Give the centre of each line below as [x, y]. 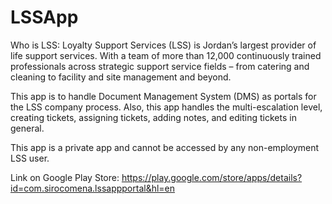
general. [27, 128]
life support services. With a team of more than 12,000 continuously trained [166, 55]
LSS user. [30, 158]
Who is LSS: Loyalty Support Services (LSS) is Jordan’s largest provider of [163, 45]
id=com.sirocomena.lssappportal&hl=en [93, 188]
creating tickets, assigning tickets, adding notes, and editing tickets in [153, 117]
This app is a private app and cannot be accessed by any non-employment [165, 147]
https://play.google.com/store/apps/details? [212, 177]
